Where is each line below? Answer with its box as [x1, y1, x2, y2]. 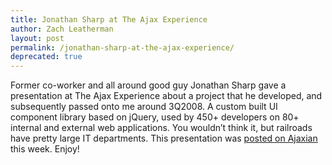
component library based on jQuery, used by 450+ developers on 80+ [10, 111, 300, 123]
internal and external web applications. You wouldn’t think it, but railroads [10, 122, 313, 134]
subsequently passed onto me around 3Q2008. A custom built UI [10, 101, 278, 113]
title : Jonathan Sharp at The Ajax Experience [10, 14, 208, 25]
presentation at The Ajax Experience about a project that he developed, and [10, 90, 323, 102]
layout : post [10, 33, 65, 43]
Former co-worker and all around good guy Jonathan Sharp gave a [10, 79, 287, 91]
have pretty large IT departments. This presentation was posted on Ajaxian [10, 132, 318, 145]
